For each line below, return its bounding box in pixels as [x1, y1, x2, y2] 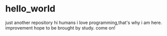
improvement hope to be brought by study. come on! [5, 24, 116, 30]
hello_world [5, 3, 56, 14]
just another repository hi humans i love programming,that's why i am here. [5, 19, 162, 25]
